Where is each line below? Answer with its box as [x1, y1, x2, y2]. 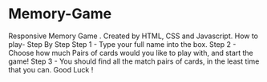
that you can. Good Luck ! [8, 64, 94, 74]
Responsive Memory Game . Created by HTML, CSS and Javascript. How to [8, 31, 259, 41]
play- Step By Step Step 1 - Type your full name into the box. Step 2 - [8, 39, 237, 49]
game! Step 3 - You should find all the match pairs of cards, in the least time [8, 57, 260, 66]
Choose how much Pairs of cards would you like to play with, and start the [8, 48, 254, 57]
